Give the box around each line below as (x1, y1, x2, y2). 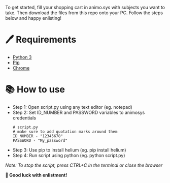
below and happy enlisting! (5, 15, 62, 21)
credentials (12, 114, 37, 121)
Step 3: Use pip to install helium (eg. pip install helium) (12, 147, 126, 153)
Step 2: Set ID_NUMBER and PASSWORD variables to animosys (12, 109, 145, 115)
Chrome (12, 65, 30, 71)
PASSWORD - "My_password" (12, 138, 67, 143)
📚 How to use (5, 84, 65, 96)
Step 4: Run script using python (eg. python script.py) (12, 152, 125, 158)
